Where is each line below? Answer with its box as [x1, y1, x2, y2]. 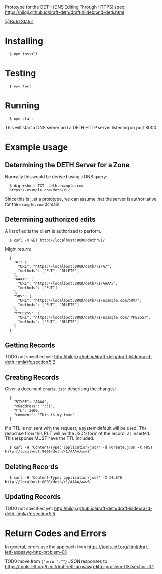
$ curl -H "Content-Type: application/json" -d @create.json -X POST [9, 445, 153, 450]
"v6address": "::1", [14, 404, 55, 409]
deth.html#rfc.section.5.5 [5, 510, 56, 517]
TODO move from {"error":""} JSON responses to [5, 558, 108, 564]
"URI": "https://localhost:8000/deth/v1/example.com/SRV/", [17, 298, 142, 303]
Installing [5, 36, 44, 47]
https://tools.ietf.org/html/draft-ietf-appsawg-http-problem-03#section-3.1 [5, 563, 154, 569]
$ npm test [9, 84, 32, 89]
